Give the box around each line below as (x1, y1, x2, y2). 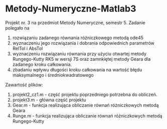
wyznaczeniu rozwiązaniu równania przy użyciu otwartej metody (12, 51, 146, 57)
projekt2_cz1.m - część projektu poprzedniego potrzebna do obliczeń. (12, 91, 157, 97)
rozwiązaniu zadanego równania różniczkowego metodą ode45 (12, 35, 144, 41)
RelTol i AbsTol (12, 45, 43, 51)
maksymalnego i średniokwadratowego (12, 72, 94, 78)
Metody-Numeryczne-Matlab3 (5, 3, 136, 15)
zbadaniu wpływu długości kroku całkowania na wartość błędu (12, 66, 142, 73)
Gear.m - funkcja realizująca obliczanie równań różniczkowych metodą (12, 102, 159, 108)
